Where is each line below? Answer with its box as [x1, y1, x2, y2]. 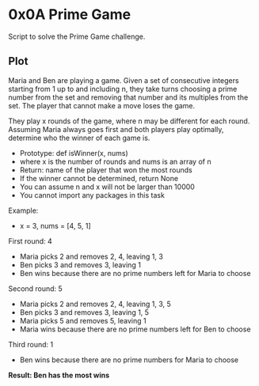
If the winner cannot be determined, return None [19, 173, 179, 183]
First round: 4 [8, 236, 53, 246]
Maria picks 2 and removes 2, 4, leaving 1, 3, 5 [19, 299, 172, 308]
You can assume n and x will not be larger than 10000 [19, 182, 196, 191]
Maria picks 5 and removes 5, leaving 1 [19, 316, 147, 325]
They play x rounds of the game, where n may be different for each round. [8, 116, 250, 126]
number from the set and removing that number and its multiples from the [8, 93, 249, 102]
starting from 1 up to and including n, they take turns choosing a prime [8, 84, 238, 93]
